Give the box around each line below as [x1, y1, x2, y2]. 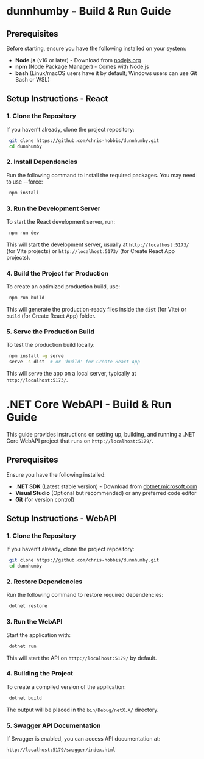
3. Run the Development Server [6, 204, 101, 213]
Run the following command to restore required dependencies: [6, 591, 163, 599]
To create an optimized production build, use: [6, 283, 121, 290]
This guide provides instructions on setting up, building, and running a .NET [6, 430, 196, 438]
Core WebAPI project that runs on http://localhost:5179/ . [6, 437, 154, 444]
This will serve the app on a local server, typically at [6, 370, 136, 377]
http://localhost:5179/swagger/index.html [6, 747, 116, 753]
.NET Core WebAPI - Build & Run [6, 397, 172, 412]
